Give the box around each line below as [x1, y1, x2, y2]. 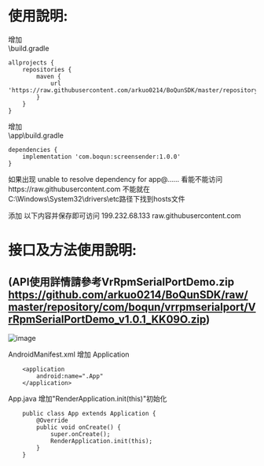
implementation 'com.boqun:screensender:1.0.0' [22, 153, 181, 161]
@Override [36, 416, 68, 424]
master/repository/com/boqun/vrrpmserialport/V [8, 300, 256, 313]
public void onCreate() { [36, 423, 122, 431]
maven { [36, 72, 61, 80]
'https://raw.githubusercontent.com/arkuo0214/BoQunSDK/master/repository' [8, 86, 262, 94]
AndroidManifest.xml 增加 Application [8, 349, 130, 359]
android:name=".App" [36, 372, 104, 380]
